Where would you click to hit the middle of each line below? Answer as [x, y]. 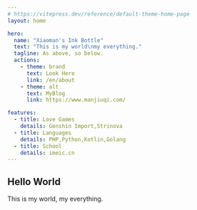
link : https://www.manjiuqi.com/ [76, 100]
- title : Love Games [44, 120]
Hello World [34, 182]
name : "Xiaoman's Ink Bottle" [59, 40]
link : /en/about [50, 80]
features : [22, 113]
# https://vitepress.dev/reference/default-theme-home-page [99, 14]
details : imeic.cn [47, 153]
